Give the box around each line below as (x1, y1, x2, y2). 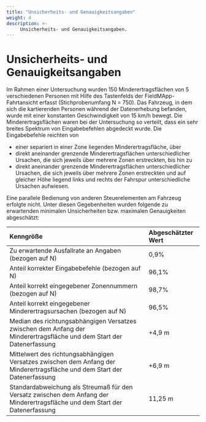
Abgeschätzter (148, 228, 194, 237)
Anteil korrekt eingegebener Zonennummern (9, 282, 138, 290)
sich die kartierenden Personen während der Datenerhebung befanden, (6, 105, 187, 113)
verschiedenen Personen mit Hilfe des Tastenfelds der (6, 93, 144, 100)
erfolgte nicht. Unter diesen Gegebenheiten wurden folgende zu (6, 201, 169, 209)
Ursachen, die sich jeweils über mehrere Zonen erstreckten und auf (15, 169, 186, 177)
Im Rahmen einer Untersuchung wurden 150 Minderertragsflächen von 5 (6, 86, 189, 93)
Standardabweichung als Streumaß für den (9, 383, 133, 391)
